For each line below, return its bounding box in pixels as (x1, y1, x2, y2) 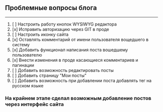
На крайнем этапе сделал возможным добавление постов (5, 95, 151, 101)
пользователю (12, 52, 42, 57)
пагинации (12, 62, 34, 68)
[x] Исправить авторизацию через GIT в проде (12, 26, 109, 32)
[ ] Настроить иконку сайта (12, 31, 69, 37)
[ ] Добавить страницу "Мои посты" (12, 72, 87, 78)
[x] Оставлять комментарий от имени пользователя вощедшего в (12, 36, 149, 42)
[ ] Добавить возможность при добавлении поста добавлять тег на (12, 77, 152, 84)
